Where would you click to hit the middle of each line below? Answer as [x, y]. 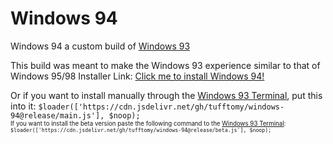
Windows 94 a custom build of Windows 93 [100, 46]
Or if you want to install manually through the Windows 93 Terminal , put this [166, 95]
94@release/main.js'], [57, 115]
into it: [23, 106]
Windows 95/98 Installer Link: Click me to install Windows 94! [137, 76]
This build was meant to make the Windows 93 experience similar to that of [165, 65]
